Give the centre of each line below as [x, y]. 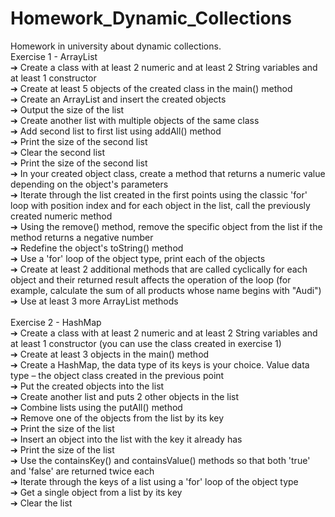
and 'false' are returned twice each [82, 471]
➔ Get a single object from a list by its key [96, 492]
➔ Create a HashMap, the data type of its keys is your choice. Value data [160, 364]
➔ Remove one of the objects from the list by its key [117, 418]
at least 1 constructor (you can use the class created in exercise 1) [146, 343]
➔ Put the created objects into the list [87, 386]
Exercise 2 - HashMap [56, 322]
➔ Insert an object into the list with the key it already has [126, 439]
